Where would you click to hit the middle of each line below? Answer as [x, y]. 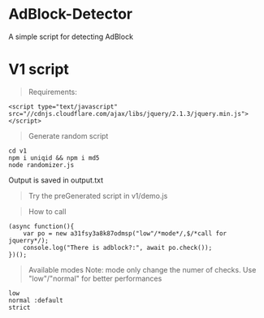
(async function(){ [41, 226]
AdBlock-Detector [70, 14]
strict [19, 307]
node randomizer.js [41, 165]
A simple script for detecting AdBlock [71, 37]
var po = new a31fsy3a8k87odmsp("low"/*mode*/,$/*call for [125, 233]
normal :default [36, 300]
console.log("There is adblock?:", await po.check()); [118, 247]
